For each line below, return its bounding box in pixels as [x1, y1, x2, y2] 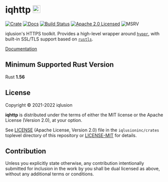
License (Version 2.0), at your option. [5, 117, 82, 123]
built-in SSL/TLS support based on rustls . [5, 36, 93, 42]
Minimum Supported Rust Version [5, 60, 114, 69]
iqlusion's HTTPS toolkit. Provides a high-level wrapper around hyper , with [5, 30, 160, 36]
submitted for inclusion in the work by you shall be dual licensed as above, [5, 166, 160, 172]
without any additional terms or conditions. [5, 171, 94, 177]
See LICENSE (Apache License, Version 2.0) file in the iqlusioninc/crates [5, 127, 159, 133]
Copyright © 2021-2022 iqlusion [5, 102, 73, 108]
